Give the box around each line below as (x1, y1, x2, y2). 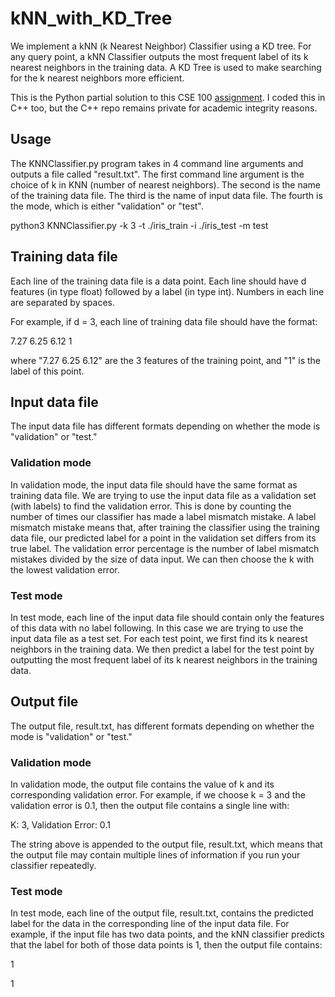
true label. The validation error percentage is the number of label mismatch (10, 542, 320, 554)
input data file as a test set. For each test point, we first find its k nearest (10, 632, 308, 644)
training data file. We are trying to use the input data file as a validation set (10, 489, 317, 501)
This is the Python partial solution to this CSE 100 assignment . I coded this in (10, 91, 326, 103)
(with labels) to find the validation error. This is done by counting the (10, 500, 292, 512)
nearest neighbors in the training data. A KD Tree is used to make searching (10, 61, 322, 73)
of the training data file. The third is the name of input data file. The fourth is (10, 189, 323, 201)
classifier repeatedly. (10, 860, 97, 872)
